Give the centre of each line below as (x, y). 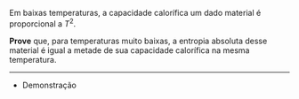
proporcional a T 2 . (43, 23)
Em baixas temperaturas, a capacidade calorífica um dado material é (135, 13)
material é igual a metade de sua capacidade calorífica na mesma (129, 50)
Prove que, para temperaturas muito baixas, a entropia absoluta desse (138, 41)
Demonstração (49, 85)
